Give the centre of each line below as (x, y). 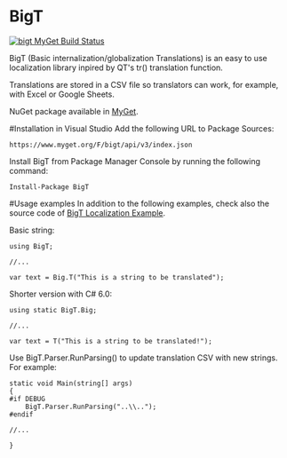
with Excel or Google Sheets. (62, 94)
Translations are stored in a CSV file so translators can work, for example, (144, 84)
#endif (21, 415)
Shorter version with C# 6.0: (61, 294)
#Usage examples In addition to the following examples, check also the (139, 203)
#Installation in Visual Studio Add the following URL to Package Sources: (142, 128)
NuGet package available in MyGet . (74, 111)
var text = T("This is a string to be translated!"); (111, 341)
